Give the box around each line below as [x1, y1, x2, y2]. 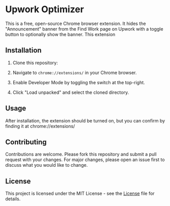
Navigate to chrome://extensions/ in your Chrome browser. [12, 69, 137, 75]
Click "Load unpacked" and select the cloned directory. [12, 89, 129, 95]
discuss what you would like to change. [5, 162, 88, 168]
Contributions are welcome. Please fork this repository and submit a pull [5, 151, 157, 158]
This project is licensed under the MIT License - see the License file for [5, 190, 155, 197]
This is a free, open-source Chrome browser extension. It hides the [5, 20, 146, 27]
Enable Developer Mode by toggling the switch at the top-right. [12, 79, 145, 85]
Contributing [5, 138, 47, 146]
